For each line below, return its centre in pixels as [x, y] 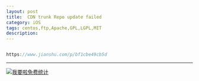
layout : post [22, 11]
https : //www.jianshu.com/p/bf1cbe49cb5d [57, 55]
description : [22, 33]
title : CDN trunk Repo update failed [54, 17]
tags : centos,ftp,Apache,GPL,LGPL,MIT [54, 28]
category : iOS [24, 22]
